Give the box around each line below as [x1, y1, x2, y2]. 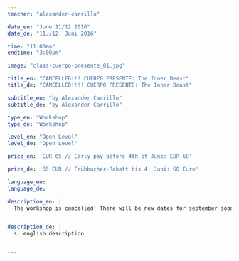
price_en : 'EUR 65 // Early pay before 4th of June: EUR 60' [7, 153, 193, 160]
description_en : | [7, 198, 62, 205]
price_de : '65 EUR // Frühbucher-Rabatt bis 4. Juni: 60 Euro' [7, 166, 199, 173]
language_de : [7, 185, 46, 192]
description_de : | [7, 223, 62, 231]
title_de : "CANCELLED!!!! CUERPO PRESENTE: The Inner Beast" [7, 82, 193, 89]
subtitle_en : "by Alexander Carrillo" [7, 94, 122, 102]
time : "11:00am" [7, 43, 55, 50]
